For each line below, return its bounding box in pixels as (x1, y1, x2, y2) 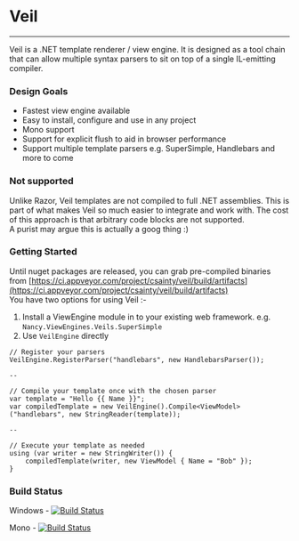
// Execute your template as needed (9, 440, 145, 450)
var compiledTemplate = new (9, 402, 114, 411)
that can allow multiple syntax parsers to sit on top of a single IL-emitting (9, 53, 276, 64)
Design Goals (9, 85, 69, 97)
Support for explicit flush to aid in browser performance (21, 133, 227, 144)
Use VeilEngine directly (21, 330, 109, 341)
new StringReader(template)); (69, 409, 181, 419)
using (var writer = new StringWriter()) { (9, 448, 174, 457)
